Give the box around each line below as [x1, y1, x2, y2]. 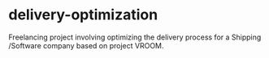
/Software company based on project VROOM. [8, 40, 164, 50]
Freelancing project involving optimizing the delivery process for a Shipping [8, 32, 262, 42]
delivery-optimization [8, 6, 158, 24]
